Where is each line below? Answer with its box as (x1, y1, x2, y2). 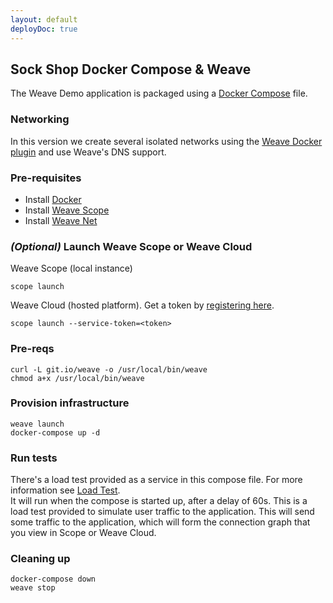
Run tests (10, 451, 58, 465)
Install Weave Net (24, 214, 98, 226)
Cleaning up (10, 552, 71, 566)
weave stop (10, 583, 56, 593)
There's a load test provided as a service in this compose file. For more (10, 474, 303, 486)
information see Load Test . (10, 484, 121, 496)
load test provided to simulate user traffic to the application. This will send (10, 506, 315, 518)
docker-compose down (10, 574, 97, 585)
